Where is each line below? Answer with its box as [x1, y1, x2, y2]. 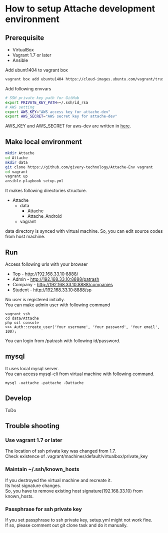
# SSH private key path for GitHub [5, 95, 79, 100]
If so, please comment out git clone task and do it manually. [5, 522, 128, 528]
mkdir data [5, 160, 28, 165]
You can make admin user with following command [5, 302, 110, 308]
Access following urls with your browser [5, 261, 88, 267]
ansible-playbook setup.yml [5, 178, 64, 184]
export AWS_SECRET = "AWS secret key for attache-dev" [5, 114, 117, 119]
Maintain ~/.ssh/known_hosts [5, 466, 79, 473]
